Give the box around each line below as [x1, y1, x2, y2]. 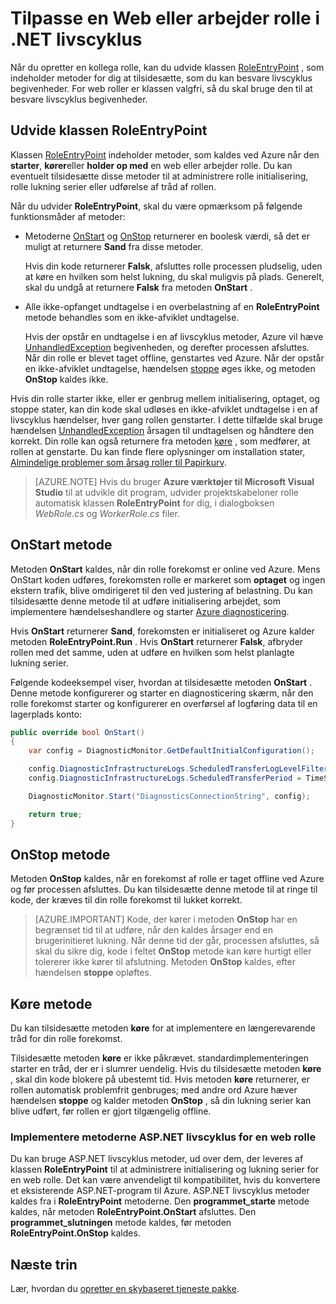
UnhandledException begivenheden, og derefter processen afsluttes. [24, 341, 310, 353]
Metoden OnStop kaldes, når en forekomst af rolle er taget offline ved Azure [10, 873, 325, 885]
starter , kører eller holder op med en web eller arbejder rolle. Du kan [10, 159, 293, 171]
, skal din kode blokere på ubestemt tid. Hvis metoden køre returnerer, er [10, 1073, 310, 1086]
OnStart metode [10, 537, 113, 554]
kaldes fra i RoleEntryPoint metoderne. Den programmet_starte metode [10, 1195, 310, 1207]
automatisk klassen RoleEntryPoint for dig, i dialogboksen [34, 497, 275, 509]
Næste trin [10, 1256, 78, 1273]
